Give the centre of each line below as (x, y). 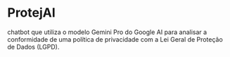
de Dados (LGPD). (33, 47)
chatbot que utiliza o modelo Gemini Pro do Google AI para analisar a (107, 32)
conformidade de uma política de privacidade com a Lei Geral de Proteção (115, 39)
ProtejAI (32, 13)
